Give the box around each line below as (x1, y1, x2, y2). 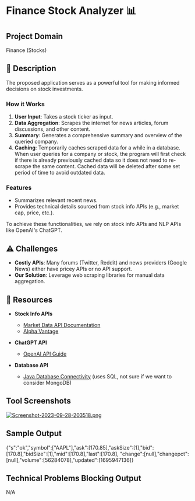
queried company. (14, 138, 58, 145)
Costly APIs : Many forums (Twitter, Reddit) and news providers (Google (14, 259, 187, 266)
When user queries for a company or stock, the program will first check (14, 151, 186, 158)
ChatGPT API (14, 339, 47, 346)
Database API (14, 362, 48, 369)
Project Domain (6, 31, 63, 41)
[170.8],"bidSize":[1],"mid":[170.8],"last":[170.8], (6, 450, 119, 457)
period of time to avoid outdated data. (14, 169, 106, 176)
